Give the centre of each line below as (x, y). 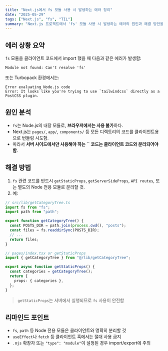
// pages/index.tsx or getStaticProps (45, 253)
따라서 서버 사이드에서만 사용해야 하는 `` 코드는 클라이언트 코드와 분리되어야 (85, 144)
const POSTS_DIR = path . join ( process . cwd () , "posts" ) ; (68, 225)
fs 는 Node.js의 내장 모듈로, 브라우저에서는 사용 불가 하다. (68, 125)
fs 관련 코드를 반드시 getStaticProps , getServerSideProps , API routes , (83, 180)
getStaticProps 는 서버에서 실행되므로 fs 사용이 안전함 (71, 300)
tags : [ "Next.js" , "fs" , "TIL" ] (39, 19)
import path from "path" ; (32, 212)
